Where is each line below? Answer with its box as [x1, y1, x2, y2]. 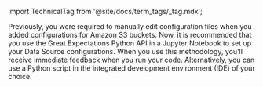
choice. [8, 72, 33, 81]
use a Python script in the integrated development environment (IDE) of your [8, 63, 255, 73]
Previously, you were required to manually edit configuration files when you [8, 22, 252, 31]
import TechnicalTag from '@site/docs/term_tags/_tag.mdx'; [8, 7, 203, 16]
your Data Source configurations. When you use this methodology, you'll [8, 47, 243, 56]
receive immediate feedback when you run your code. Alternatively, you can [8, 55, 255, 64]
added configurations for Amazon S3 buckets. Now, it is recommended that [8, 31, 252, 39]
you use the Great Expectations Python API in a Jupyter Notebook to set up [8, 38, 252, 48]
